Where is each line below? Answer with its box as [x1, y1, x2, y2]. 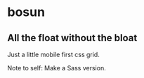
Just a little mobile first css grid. [7, 50, 100, 58]
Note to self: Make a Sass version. [7, 64, 107, 72]
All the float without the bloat [7, 32, 138, 44]
